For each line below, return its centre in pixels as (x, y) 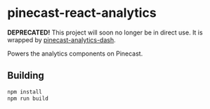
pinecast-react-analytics (82, 13)
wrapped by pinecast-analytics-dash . (61, 39)
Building (26, 76)
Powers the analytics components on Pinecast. (75, 53)
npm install (25, 92)
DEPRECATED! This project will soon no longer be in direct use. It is (105, 32)
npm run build (28, 98)
